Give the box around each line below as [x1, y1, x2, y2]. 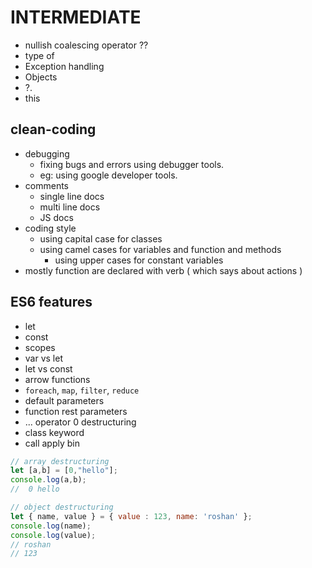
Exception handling [24, 60, 105, 72]
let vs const [24, 362, 73, 375]
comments [24, 179, 69, 191]
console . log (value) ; [10, 530, 97, 540]
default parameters [24, 394, 105, 406]
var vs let [24, 352, 63, 364]
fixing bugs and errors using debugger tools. [39, 158, 225, 170]
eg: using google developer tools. [39, 169, 178, 181]
